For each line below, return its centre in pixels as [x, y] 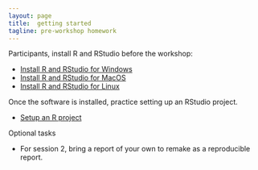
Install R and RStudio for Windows [76, 69]
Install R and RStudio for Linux [70, 86]
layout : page [30, 16]
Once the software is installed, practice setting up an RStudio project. [123, 102]
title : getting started [50, 23]
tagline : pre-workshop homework [62, 31]
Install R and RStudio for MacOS [73, 78]
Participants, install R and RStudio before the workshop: [100, 54]
